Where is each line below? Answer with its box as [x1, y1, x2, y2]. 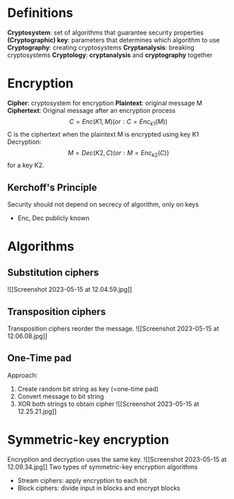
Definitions [7, 5, 74, 21]
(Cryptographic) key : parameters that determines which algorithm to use [7, 35, 221, 44]
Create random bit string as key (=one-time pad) [17, 384, 159, 393]
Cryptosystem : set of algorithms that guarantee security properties [7, 28, 204, 37]
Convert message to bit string [17, 392, 104, 400]
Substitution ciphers [7, 266, 99, 278]
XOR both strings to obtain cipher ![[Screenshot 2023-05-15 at [17, 400, 199, 408]
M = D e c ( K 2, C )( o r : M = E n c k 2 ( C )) [68, 148, 169, 159]
